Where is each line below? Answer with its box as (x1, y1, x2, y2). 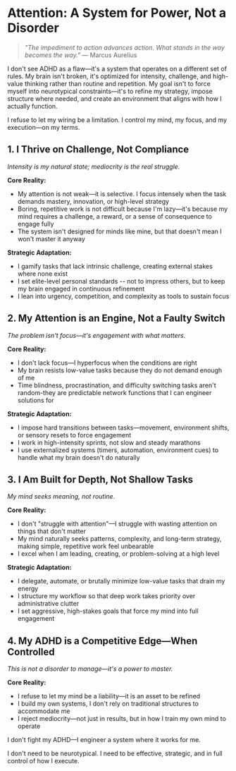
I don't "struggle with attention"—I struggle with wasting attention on (17, 520, 217, 528)
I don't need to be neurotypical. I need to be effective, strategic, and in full (7, 749, 223, 758)
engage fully (17, 219, 54, 228)
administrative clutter (17, 600, 80, 608)
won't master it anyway (17, 234, 86, 243)
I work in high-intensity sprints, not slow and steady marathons (17, 438, 201, 447)
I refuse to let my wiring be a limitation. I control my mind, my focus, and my (7, 115, 228, 124)
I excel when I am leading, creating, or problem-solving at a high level (17, 550, 220, 558)
